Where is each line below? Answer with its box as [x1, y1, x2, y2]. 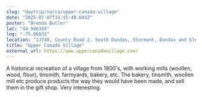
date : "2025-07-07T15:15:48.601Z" [6, 14, 93, 20]
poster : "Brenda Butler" [6, 20, 69, 26]
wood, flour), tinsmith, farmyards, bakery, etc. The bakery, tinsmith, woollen [6, 70, 194, 78]
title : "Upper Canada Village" [6, 43, 85, 49]
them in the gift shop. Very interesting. [6, 84, 101, 91]
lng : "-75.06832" [6, 31, 50, 37]
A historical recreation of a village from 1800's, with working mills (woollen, [6, 64, 192, 72]
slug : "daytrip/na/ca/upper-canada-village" [6, 8, 120, 15]
